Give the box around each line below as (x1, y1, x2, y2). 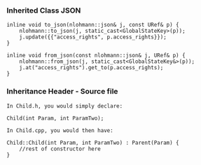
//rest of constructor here (19, 145, 101, 152)
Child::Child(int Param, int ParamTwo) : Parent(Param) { (6, 139, 179, 146)
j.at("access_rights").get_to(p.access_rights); (19, 64, 164, 71)
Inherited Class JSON (6, 6, 81, 15)
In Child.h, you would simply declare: (6, 102, 123, 110)
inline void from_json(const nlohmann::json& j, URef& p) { (6, 52, 186, 59)
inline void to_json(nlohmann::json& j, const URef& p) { (6, 22, 179, 29)
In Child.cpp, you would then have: (6, 127, 113, 134)
